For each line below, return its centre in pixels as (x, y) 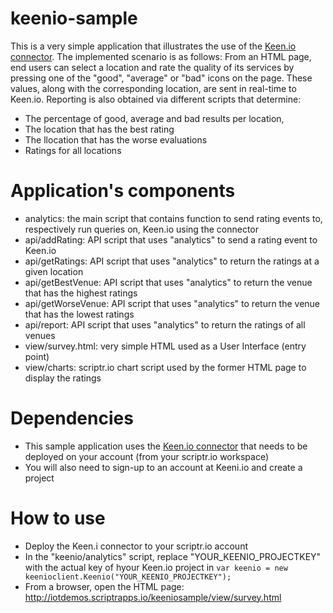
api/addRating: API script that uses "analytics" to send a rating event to (171, 239)
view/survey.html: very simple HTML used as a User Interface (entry (165, 346)
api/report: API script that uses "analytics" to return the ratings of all (165, 324)
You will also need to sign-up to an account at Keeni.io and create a (163, 467)
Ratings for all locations (73, 150)
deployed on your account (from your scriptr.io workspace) (147, 456)
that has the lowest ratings (79, 314)
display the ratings (63, 378)
